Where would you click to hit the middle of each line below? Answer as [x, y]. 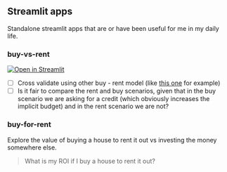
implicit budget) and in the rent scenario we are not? [93, 106]
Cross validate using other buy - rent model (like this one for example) [119, 83]
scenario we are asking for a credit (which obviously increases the [113, 99]
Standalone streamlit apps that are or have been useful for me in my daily [113, 28]
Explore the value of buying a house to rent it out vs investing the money [112, 140]
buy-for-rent [29, 124]
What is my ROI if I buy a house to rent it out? [90, 161]
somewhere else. [32, 147]
